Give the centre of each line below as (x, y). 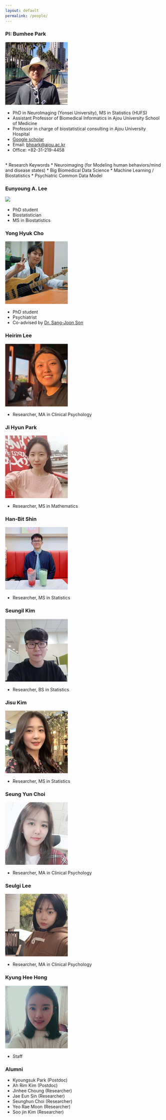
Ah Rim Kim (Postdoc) (35, 1085)
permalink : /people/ (27, 16)
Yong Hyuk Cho (24, 234)
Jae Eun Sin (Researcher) (38, 1096)
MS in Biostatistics (31, 221)
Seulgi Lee (18, 886)
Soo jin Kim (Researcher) (38, 1112)
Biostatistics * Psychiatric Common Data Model (54, 176)
